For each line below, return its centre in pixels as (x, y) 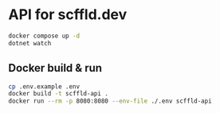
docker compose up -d (44, 36)
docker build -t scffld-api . (59, 94)
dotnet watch (30, 43)
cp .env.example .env (44, 86)
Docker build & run (55, 68)
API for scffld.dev (68, 15)
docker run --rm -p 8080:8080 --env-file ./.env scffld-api (110, 101)
